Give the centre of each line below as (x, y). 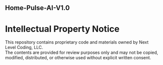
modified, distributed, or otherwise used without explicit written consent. (78, 58)
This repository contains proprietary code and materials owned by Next (77, 42)
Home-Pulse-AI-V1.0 (37, 8)
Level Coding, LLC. (24, 48)
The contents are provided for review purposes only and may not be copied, (82, 52)
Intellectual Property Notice (62, 29)
